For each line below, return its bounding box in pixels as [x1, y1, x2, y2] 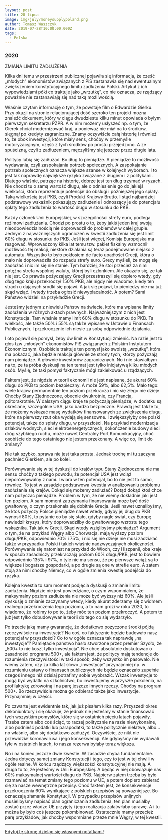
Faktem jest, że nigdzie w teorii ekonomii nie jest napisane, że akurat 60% [5, 377, 157, 383]
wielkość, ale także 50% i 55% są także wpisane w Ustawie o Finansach [5, 320, 154, 327]
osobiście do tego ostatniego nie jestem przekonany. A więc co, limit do [5, 436, 153, 442]
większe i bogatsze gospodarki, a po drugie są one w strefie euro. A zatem [5, 562, 159, 568]
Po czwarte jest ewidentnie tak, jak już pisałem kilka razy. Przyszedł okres [5, 703, 157, 709]
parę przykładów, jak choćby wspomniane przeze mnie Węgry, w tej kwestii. [5, 814, 162, 820]
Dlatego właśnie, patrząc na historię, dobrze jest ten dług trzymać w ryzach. [5, 178, 162, 184]
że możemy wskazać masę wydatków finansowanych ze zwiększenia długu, [5, 409, 162, 415]
